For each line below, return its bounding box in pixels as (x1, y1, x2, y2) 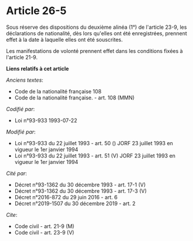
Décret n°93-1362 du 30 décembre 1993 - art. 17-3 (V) (14, 187, 147, 195)
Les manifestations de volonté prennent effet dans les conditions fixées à (6, 47, 183, 54)
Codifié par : (6, 105, 35, 112)
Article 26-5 (6, 4, 67, 18)
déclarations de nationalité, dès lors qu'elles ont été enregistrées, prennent (6, 29, 187, 36)
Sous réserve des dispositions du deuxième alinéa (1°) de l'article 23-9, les (6, 24, 187, 31)
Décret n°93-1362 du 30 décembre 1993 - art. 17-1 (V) (14, 181, 146, 188)
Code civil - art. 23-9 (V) (14, 229, 75, 236)
